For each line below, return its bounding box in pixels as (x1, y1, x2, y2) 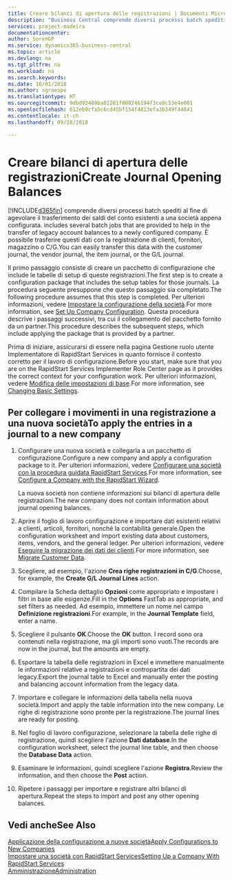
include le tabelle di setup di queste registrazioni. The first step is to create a (8, 271, 223, 279)
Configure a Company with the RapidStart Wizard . (17, 476, 160, 484)
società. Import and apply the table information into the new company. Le (17, 701, 224, 709)
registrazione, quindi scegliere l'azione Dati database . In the (17, 736, 188, 744)
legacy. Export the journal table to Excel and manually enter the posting (17, 672, 219, 681)
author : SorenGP (8, 36, 54, 43)
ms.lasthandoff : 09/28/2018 (8, 118, 89, 126)
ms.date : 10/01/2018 (8, 81, 67, 87)
